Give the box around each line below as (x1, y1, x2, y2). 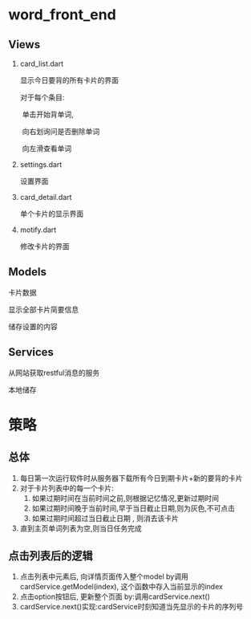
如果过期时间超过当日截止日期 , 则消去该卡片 (31, 513, 179, 523)
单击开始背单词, (22, 110, 74, 119)
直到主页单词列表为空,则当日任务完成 (19, 523, 142, 533)
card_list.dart (19, 59, 64, 68)
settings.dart (19, 160, 63, 169)
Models (8, 265, 47, 279)
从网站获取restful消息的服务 (8, 368, 100, 377)
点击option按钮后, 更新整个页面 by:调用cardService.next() (19, 592, 211, 601)
